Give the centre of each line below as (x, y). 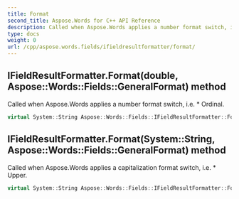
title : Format (28, 14)
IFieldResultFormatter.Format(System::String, (111, 139)
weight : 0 (22, 41)
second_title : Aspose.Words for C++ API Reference (84, 21)
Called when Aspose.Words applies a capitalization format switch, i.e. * (112, 167)
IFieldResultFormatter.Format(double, (93, 76)
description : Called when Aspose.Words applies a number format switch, (117, 27)
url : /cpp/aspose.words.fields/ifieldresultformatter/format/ (101, 47)
